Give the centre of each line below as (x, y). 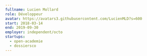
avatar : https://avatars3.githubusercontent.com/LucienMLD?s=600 (73, 19)
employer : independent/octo (34, 32)
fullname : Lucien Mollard (32, 9)
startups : (15, 37)
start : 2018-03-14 (24, 23)
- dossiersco (23, 46)
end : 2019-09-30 (22, 28)
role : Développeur (24, 14)
